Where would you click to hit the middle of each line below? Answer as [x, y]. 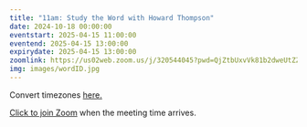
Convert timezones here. [56, 95]
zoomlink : [28, 60]
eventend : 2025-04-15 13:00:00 [69, 43]
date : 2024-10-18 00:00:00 [61, 26]
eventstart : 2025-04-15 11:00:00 [73, 35]
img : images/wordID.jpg [55, 69]
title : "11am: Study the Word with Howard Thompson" [112, 18]
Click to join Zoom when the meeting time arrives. [103, 112]
